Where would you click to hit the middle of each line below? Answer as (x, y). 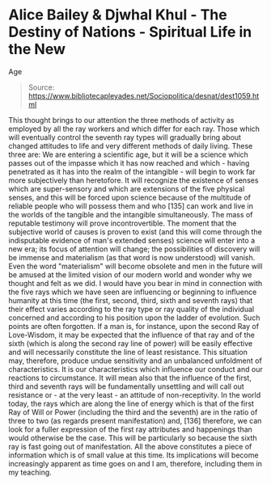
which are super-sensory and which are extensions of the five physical (127, 188)
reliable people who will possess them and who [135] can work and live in (131, 206)
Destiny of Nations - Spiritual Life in (130, 32)
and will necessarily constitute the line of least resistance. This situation (128, 352)
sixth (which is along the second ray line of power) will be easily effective (131, 343)
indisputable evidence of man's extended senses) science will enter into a (132, 240)
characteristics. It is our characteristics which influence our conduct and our (135, 369)
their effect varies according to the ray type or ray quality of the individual (131, 309)
